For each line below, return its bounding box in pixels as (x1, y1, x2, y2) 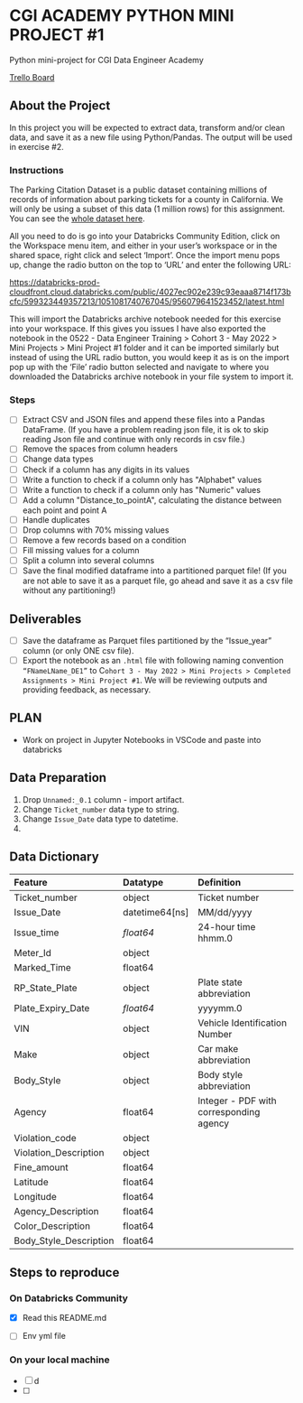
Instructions (9, 163, 65, 176)
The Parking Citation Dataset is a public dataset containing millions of (9, 184, 268, 195)
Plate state (197, 976, 243, 989)
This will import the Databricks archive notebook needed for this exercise (9, 313, 281, 325)
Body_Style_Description (14, 1234, 115, 1247)
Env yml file (22, 1331, 66, 1342)
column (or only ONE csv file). (22, 646, 134, 656)
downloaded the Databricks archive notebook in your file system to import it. (9, 371, 294, 382)
